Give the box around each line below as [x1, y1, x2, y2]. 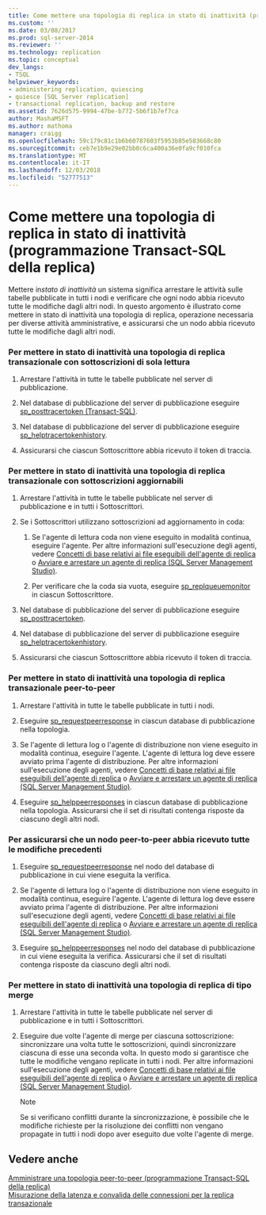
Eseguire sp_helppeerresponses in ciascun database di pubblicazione [19, 797, 248, 807]
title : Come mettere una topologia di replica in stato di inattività [8, 11, 246, 20]
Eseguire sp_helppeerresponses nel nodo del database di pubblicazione [19, 943, 256, 952]
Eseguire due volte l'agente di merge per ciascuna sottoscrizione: [19, 1031, 234, 1041]
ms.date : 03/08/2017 [8, 26, 77, 34]
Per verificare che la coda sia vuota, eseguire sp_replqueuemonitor [31, 582, 251, 591]
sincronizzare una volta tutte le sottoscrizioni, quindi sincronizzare [19, 1040, 236, 1049]
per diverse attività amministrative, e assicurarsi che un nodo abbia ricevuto [8, 318, 256, 327]
